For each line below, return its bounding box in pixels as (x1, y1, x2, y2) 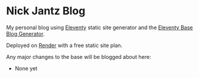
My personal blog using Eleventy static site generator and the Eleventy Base (6, 24, 193, 31)
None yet (14, 64, 38, 72)
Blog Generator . (6, 30, 45, 37)
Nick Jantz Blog (6, 4, 86, 18)
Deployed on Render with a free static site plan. (6, 42, 123, 49)
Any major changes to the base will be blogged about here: (6, 53, 151, 60)
